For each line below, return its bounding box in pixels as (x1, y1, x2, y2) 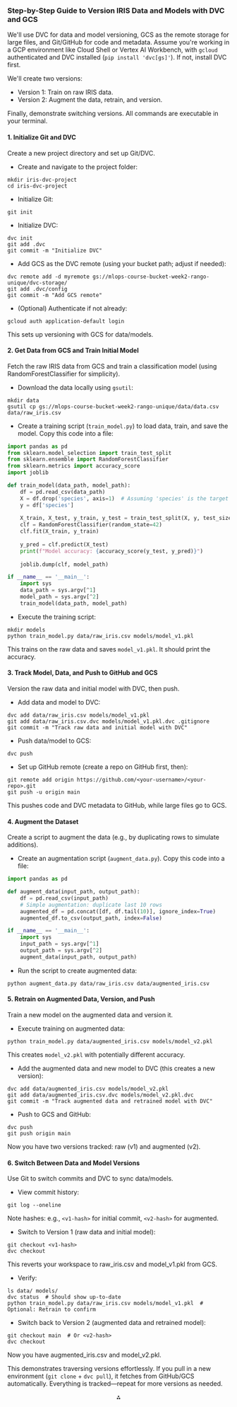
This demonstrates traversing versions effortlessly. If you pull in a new (7, 1365, 212, 1373)
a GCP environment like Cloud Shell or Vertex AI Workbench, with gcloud (7, 45, 218, 54)
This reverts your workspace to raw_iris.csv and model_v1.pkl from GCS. (7, 1260, 217, 1268)
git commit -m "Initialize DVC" (7, 247, 102, 254)
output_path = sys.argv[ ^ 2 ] (20, 947, 102, 954)
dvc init (7, 234, 33, 242)
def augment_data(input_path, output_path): (7, 888, 140, 896)
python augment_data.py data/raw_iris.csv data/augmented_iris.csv (7, 980, 210, 987)
